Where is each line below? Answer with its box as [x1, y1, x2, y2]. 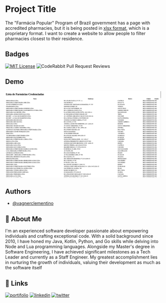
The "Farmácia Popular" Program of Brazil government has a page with [5, 20, 150, 26]
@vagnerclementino [12, 201, 54, 206]
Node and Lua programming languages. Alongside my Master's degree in [5, 244, 155, 250]
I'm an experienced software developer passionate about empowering [5, 228, 149, 234]
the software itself [5, 265, 42, 271]
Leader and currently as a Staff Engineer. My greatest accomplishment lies [5, 254, 158, 260]
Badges [5, 50, 29, 58]
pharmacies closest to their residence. [5, 36, 84, 42]
